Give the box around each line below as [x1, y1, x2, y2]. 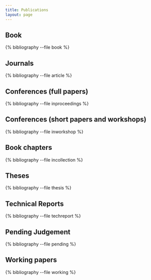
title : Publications [5, 7, 49, 13]
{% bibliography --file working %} [5, 269, 76, 275]
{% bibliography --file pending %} [5, 241, 76, 247]
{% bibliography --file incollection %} [5, 156, 83, 163]
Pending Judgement [5, 227, 71, 236]
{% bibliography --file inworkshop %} [5, 129, 84, 135]
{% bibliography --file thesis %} [5, 185, 72, 191]
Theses [5, 171, 29, 180]
